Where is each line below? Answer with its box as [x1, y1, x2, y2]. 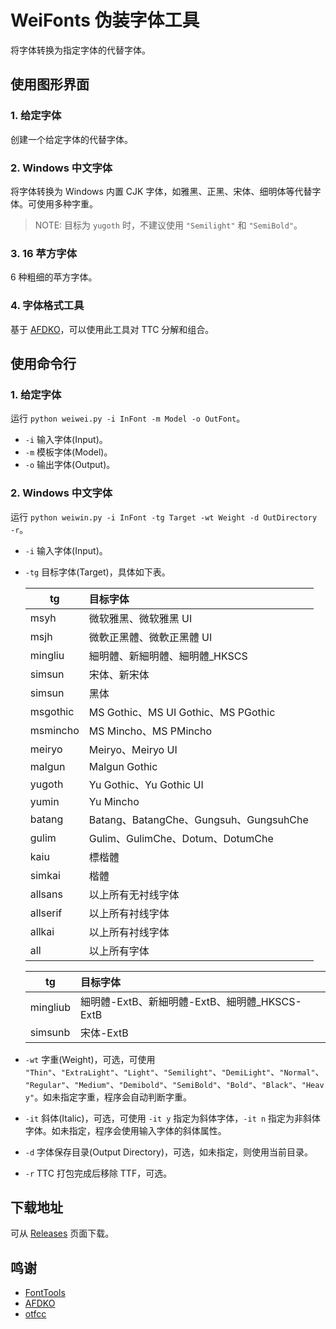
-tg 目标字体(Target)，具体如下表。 [24, 566, 171, 578]
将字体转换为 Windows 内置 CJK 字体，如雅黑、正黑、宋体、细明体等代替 [10, 185, 313, 197]
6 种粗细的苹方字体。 [10, 271, 98, 283]
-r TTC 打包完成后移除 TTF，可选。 [24, 1167, 173, 1179]
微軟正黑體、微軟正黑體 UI [88, 630, 213, 644]
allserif [29, 906, 63, 920]
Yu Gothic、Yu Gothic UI [88, 777, 204, 791]
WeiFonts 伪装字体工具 [10, 9, 200, 32]
